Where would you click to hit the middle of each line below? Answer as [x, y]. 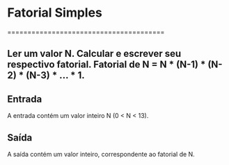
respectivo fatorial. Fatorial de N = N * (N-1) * [106, 65]
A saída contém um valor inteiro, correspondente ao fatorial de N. [101, 154]
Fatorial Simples [55, 13]
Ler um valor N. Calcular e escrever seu [94, 54]
